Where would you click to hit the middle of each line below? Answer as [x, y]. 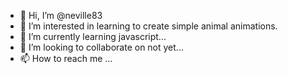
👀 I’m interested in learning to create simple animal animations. [148, 26]
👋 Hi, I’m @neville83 [61, 15]
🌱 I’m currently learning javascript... [93, 36]
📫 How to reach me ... [66, 58]
